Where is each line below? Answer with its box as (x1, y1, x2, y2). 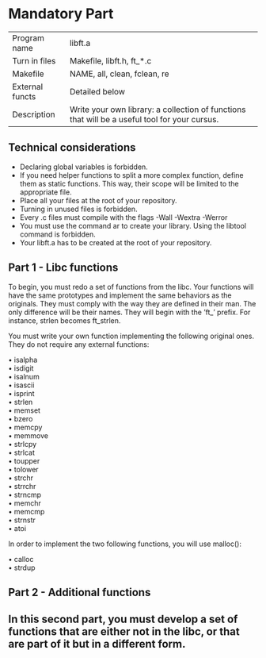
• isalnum (8, 371, 40, 381)
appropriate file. (19, 187, 73, 197)
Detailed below (70, 86, 125, 97)
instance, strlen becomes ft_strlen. (8, 315, 121, 325)
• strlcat (8, 448, 36, 457)
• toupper (8, 456, 40, 465)
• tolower (8, 464, 39, 474)
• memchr (8, 498, 42, 508)
